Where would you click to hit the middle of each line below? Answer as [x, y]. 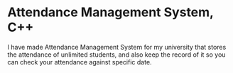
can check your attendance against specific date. [80, 62]
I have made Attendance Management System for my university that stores [117, 47]
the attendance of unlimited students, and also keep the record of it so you [116, 55]
